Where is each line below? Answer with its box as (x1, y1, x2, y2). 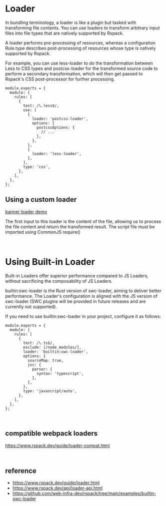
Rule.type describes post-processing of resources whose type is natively (5, 45, 156, 51)
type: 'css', (23, 164, 50, 169)
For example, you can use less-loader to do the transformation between (5, 60, 153, 66)
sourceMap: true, (27, 358, 64, 363)
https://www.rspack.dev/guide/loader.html (12, 480, 100, 486)
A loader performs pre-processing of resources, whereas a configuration (5, 39, 156, 45)
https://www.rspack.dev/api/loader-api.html (12, 485, 103, 491)
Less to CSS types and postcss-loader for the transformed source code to (5, 65, 158, 71)
